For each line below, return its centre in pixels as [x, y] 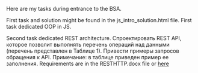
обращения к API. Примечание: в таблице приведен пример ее [88, 57]
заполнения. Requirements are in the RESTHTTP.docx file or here [88, 63]
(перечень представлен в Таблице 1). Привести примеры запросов [93, 51]
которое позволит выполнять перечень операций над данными [88, 45]
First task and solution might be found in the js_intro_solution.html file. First [99, 20]
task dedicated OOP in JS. [39, 27]
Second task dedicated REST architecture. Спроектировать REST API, [94, 38]
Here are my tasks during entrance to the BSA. [64, 9]
